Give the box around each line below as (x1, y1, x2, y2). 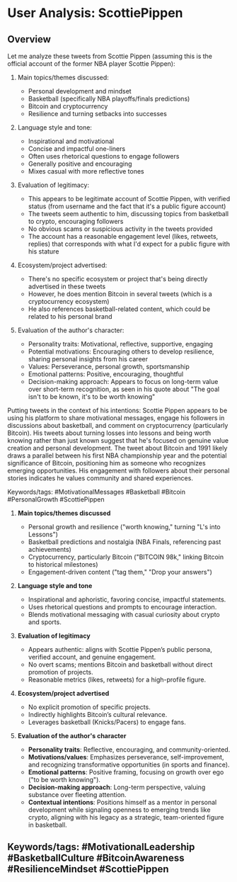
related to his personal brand (28, 312, 112, 320)
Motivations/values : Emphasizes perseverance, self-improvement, (28, 753, 224, 761)
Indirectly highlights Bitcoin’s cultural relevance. (28, 711, 168, 718)
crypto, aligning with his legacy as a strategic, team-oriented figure (28, 813, 224, 821)
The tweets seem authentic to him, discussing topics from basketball (28, 210, 229, 217)
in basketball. (28, 820, 67, 829)
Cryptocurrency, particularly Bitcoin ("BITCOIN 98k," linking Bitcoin (28, 553, 224, 561)
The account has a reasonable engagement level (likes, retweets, (28, 232, 219, 240)
